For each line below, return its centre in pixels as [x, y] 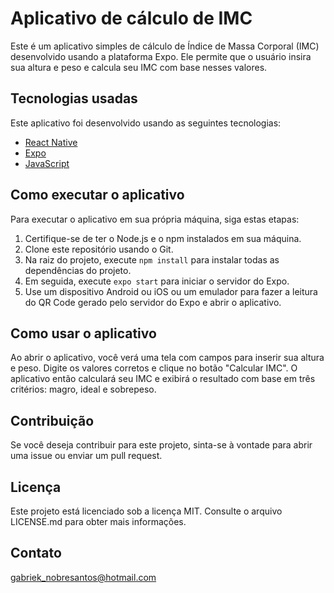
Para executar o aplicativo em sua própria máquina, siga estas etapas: [155, 219]
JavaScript [47, 163]
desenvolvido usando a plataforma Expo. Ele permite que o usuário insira [161, 56]
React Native [51, 142]
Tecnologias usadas [74, 98]
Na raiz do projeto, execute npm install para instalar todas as [152, 259]
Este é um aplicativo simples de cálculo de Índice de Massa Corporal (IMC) [165, 46]
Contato [36, 553]
